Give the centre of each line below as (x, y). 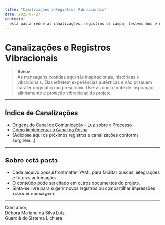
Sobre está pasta (31, 161)
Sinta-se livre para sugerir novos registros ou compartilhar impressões (84, 188)
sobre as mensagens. (34, 193)
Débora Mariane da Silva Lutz (35, 213)
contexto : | (17, 19)
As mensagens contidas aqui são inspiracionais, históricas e (78, 77)
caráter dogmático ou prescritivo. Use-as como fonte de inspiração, (86, 88)
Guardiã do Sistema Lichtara (34, 218)
